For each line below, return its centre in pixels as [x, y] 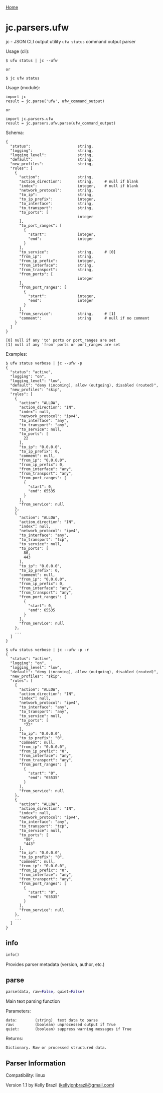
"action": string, [56, 177]
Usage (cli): [18, 51]
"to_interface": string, [56, 204]
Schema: [15, 133]
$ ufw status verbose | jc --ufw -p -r [47, 650]
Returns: [15, 1039]
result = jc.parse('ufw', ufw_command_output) [55, 101]
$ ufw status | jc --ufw [32, 60]
